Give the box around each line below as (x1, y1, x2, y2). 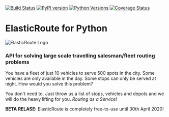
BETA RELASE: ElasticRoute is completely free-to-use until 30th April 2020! (5, 106, 164, 112)
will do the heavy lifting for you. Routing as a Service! (5, 96, 117, 102)
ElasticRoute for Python (5, 23, 108, 34)
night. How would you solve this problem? (5, 81, 93, 87)
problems (5, 58, 30, 66)
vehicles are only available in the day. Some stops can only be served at (5, 75, 156, 81)
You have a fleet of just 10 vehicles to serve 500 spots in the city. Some (5, 70, 155, 76)
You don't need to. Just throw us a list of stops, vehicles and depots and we (5, 91, 164, 97)
